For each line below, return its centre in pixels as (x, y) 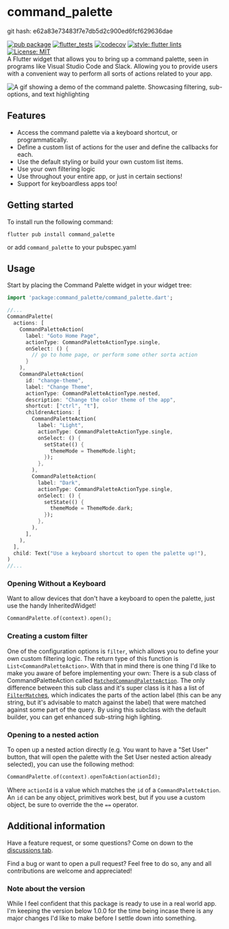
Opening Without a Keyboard (57, 584)
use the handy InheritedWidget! (52, 606)
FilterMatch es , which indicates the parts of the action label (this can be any (114, 695)
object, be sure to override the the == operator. (73, 805)
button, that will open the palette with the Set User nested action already (109, 756)
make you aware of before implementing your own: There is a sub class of (112, 673)
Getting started (40, 205)
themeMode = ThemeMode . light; (93, 451)
